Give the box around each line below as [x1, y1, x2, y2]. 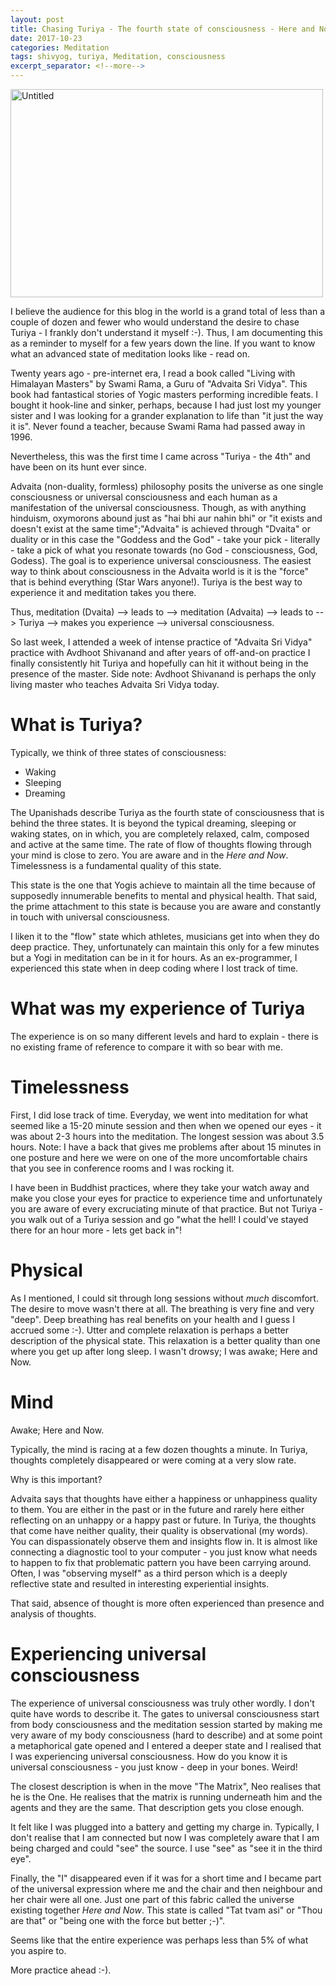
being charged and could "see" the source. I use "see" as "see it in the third [10, 1842, 323, 1854]
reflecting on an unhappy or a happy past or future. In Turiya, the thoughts [10, 1514, 317, 1526]
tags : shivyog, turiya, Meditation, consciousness [10, 52, 226, 62]
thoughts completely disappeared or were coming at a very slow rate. [10, 1454, 297, 1466]
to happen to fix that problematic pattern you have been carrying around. [10, 1556, 312, 1568]
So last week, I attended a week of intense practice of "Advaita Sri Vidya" [10, 636, 313, 648]
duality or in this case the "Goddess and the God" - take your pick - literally [10, 534, 321, 545]
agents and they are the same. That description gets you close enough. [10, 1801, 305, 1813]
